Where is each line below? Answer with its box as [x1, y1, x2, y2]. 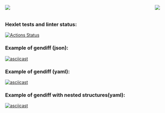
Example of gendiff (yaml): [5, 68, 70, 75]
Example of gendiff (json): [5, 44, 69, 51]
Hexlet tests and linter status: [5, 21, 77, 28]
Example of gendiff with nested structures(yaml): [5, 91, 125, 98]
